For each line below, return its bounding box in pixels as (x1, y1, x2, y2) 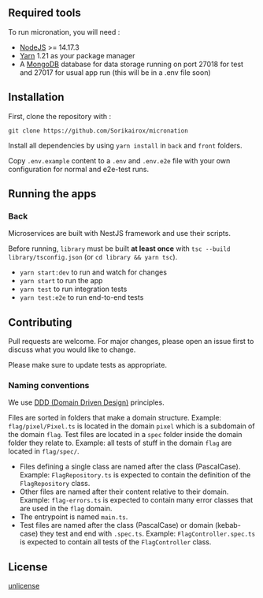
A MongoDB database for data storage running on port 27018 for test (19, 59, 244, 69)
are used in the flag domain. (19, 504, 113, 514)
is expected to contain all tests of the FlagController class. (19, 537, 212, 547)
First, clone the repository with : (8, 111, 112, 121)
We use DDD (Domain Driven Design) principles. (8, 398, 165, 407)
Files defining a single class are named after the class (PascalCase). (19, 462, 241, 472)
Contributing (8, 316, 72, 329)
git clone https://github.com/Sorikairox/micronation (8, 126, 189, 135)
